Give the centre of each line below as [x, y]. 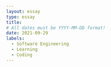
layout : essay [23, 11]
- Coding [22, 55]
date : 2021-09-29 [27, 33]
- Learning [25, 50]
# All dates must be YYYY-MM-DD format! [56, 28]
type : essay [20, 17]
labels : [15, 38]
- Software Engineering [40, 44]
